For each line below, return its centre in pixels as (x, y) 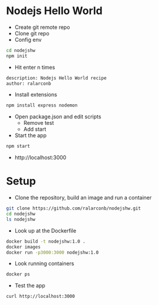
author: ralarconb (29, 84)
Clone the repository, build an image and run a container (83, 198)
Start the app (31, 135)
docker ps (18, 274)
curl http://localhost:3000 (41, 296)
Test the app (30, 286)
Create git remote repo (42, 27)
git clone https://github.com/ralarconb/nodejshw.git (74, 208)
